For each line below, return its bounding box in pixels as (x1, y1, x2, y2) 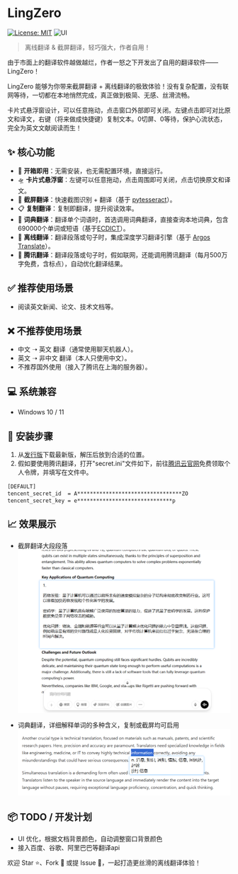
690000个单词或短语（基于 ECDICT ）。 (17, 224, 130, 232)
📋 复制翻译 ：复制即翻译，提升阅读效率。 (17, 204, 138, 212)
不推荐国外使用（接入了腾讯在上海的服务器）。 (17, 363, 152, 371)
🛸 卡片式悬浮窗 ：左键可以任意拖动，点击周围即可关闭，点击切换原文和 (17, 175, 225, 183)
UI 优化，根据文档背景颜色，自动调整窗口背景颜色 (17, 834, 163, 843)
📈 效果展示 (7, 518, 57, 530)
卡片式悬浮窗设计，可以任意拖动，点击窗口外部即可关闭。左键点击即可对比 (7, 106, 225, 114)
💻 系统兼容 (7, 385, 57, 397)
